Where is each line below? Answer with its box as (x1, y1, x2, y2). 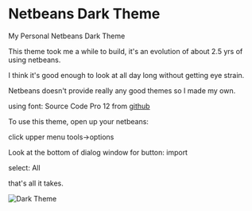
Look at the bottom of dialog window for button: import (8, 147, 188, 157)
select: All (8, 162, 41, 172)
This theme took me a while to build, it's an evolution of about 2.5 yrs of (8, 46, 243, 56)
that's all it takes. (8, 178, 64, 188)
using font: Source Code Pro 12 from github (8, 101, 150, 111)
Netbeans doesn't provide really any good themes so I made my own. (8, 85, 236, 96)
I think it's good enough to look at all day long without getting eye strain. (8, 70, 245, 80)
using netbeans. (8, 55, 61, 64)
